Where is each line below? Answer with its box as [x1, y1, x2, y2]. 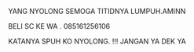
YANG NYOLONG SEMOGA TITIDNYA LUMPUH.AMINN [8, 7, 186, 16]
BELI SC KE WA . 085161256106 [8, 22, 111, 30]
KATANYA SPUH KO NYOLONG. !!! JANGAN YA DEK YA [8, 36, 187, 46]
